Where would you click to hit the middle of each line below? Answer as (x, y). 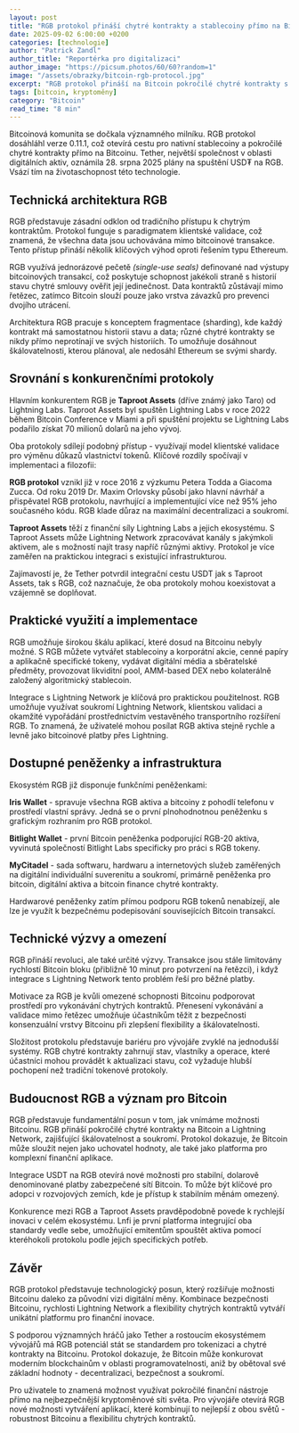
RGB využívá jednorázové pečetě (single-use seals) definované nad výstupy (149, 268)
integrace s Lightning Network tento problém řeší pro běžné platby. (132, 979)
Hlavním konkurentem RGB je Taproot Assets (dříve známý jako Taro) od (142, 400)
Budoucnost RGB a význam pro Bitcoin (118, 1098)
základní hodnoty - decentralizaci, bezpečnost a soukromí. (117, 1372)
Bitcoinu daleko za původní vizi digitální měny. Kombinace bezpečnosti (139, 1298)
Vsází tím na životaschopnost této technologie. (95, 172)
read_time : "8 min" (45, 109)
